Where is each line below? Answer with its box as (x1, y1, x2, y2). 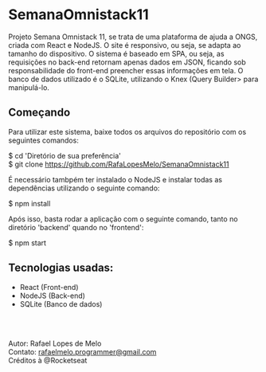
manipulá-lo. (8, 82, 50, 92)
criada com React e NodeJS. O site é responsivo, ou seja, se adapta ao (8, 40, 241, 49)
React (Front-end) (19, 282, 79, 292)
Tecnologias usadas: (8, 261, 114, 275)
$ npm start (8, 237, 46, 248)
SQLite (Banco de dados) (19, 299, 103, 308)
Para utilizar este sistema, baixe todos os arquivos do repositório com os (8, 127, 247, 136)
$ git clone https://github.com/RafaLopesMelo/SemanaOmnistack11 (8, 159, 229, 169)
